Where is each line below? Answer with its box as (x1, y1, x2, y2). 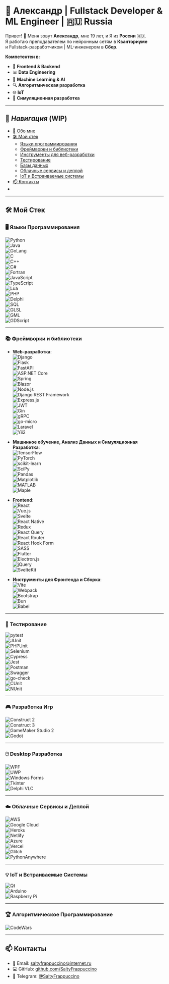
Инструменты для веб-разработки (20, 151, 95, 158)
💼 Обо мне (12, 128, 36, 134)
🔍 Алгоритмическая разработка (12, 82, 86, 88)
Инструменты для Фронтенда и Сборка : (12, 576, 102, 583)
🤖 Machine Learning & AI (12, 76, 65, 82)
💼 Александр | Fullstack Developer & (5, 5, 163, 17)
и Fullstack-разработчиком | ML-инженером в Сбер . (5, 43, 118, 50)
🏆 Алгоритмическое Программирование (5, 911, 113, 918)
